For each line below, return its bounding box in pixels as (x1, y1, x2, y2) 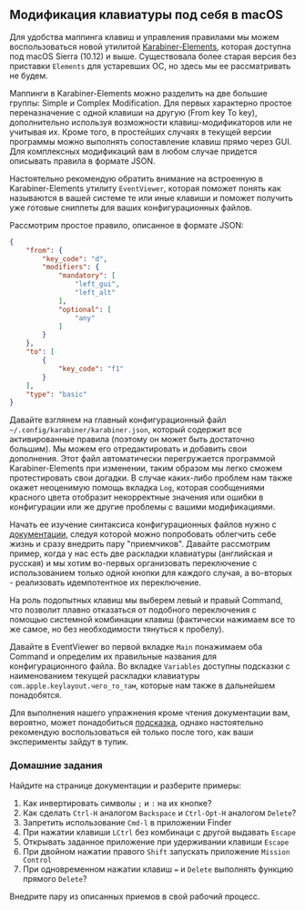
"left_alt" (74, 288, 117, 298)
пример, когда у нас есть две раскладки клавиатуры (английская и (9, 548, 273, 559)
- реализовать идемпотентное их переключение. (9, 577, 202, 588)
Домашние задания (9, 759, 103, 772)
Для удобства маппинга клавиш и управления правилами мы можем (9, 31, 280, 42)
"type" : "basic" (25, 390, 88, 399)
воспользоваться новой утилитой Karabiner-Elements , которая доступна (9, 41, 291, 52)
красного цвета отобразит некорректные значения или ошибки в (9, 491, 264, 503)
